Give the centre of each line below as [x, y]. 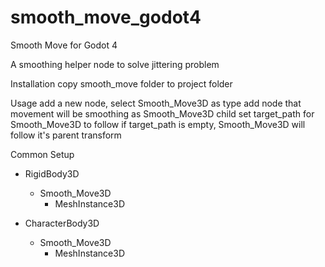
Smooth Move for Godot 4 [64, 45]
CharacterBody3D [62, 223]
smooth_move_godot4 [106, 17]
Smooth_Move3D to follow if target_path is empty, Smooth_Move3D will [158, 124]
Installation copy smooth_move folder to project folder [121, 83]
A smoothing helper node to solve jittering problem [115, 64]
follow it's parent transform [66, 135]
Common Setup [42, 154]
